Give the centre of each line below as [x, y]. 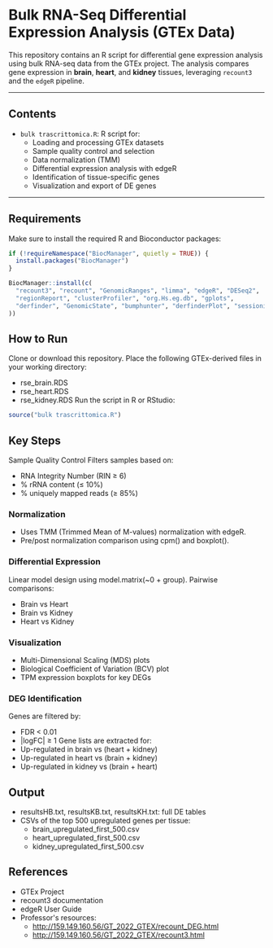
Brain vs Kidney [46, 612]
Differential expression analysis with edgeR [104, 168]
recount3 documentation [62, 900]
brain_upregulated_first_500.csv [86, 829]
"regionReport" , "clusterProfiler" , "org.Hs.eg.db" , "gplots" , [125, 298]
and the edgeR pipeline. [47, 81]
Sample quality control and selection [93, 151]
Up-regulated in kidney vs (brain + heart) [89, 766]
